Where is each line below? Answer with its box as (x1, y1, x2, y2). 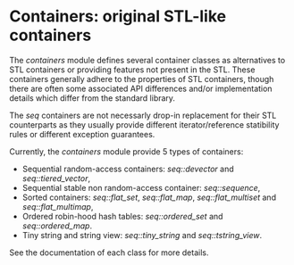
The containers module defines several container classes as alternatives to (9, 54, 286, 65)
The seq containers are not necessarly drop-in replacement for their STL (9, 110, 277, 120)
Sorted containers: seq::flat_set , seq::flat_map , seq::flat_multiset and (21, 192, 277, 203)
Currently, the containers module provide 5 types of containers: (9, 145, 244, 157)
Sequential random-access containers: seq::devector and (21, 163, 234, 174)
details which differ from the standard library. (9, 92, 176, 104)
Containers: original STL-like (9, 6, 226, 27)
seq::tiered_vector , (21, 172, 91, 184)
